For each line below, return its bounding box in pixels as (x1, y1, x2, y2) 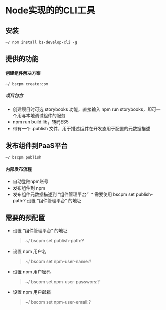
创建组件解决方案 (5, 70, 41, 76)
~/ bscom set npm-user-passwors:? (25, 279, 100, 285)
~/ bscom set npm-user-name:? (25, 258, 92, 265)
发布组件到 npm (12, 184, 45, 191)
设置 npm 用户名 (12, 248, 47, 255)
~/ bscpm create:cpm (5, 81, 49, 86)
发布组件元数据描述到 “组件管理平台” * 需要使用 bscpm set (12, 191, 135, 197)
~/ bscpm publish (5, 155, 42, 160)
